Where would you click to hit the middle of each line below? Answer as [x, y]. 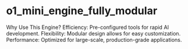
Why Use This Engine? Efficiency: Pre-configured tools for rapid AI [87, 27]
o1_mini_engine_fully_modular [82, 11]
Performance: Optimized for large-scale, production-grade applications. [94, 40]
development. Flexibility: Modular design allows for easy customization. [93, 33]
